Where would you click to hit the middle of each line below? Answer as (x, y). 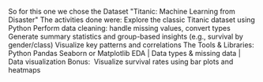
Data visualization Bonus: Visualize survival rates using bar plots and (121, 61)
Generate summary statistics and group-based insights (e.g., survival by (126, 36)
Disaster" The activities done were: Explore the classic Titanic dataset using (131, 20)
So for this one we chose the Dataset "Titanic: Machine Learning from (122, 11)
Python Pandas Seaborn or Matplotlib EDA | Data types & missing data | (124, 53)
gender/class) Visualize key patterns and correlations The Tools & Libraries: (131, 45)
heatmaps (24, 70)
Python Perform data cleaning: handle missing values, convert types (119, 28)
